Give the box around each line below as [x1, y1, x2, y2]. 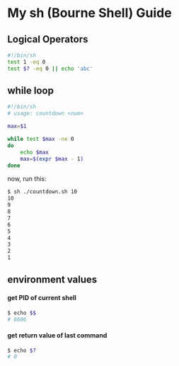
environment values [7, 274, 98, 286]
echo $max [20, 149, 50, 156]
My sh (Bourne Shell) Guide [7, 5, 172, 21]
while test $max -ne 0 [7, 136, 74, 143]
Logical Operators [7, 33, 88, 45]
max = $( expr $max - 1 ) [20, 155, 83, 162]
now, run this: [7, 175, 47, 183]
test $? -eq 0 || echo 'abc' [7, 65, 93, 72]
